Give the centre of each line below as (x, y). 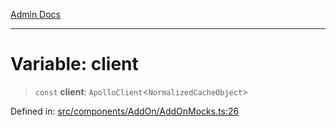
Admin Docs (35, 14)
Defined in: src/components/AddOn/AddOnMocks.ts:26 (125, 111)
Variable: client (74, 64)
